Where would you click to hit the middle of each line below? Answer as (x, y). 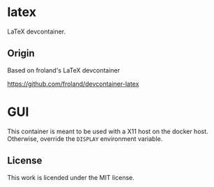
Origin (21, 53)
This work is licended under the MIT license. (71, 177)
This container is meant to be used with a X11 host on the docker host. (108, 131)
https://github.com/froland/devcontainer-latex (73, 84)
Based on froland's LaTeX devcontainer (64, 70)
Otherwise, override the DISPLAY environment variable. (85, 139)
